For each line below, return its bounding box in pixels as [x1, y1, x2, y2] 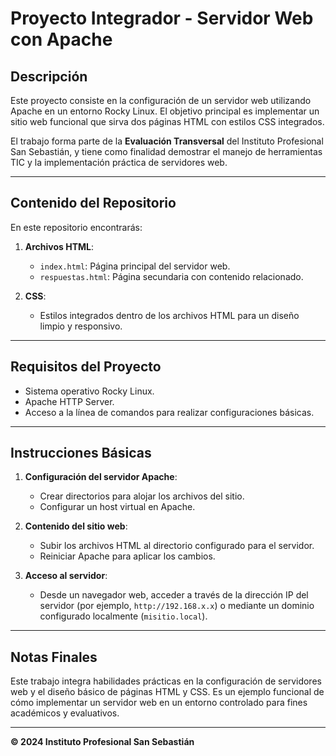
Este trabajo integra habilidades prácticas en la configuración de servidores [10, 675, 322, 687]
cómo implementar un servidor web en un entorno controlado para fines [10, 697, 308, 709]
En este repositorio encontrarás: [10, 221, 143, 233]
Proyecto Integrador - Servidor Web [10, 7, 314, 30]
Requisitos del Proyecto [10, 358, 162, 376]
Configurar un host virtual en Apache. [39, 501, 196, 513]
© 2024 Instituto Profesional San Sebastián [10, 736, 195, 748]
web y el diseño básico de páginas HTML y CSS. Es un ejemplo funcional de [10, 686, 325, 698]
